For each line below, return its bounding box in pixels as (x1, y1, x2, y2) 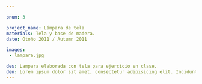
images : (6, 47, 26, 53)
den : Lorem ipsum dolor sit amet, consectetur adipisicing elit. (6, 69, 173, 75)
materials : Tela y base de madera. (6, 31, 96, 37)
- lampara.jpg (8, 52, 44, 59)
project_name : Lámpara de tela (6, 25, 85, 31)
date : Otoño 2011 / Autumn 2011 (6, 36, 87, 42)
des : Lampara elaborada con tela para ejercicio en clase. (6, 64, 158, 70)
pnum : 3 (6, 14, 26, 20)
